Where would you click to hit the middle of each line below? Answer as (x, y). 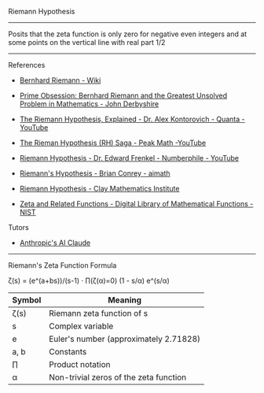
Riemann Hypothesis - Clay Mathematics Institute (99, 189)
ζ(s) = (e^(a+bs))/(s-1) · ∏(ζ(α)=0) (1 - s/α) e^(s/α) (89, 280)
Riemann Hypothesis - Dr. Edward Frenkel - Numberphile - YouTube (129, 158)
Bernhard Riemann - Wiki (60, 80)
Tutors (18, 227)
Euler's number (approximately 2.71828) (125, 339)
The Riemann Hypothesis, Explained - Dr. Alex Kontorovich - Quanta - (132, 119)
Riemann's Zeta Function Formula (62, 265)
